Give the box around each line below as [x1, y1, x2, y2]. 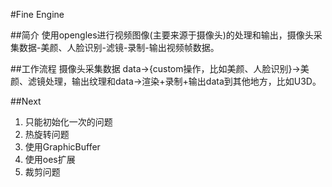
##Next [10, 95, 42, 107]
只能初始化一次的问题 [24, 116, 113, 128]
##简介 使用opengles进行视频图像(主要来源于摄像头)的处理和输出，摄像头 [10, 29, 314, 41]
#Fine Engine [10, 9, 65, 20]
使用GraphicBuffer [24, 141, 101, 153]
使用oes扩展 [24, 154, 76, 165]
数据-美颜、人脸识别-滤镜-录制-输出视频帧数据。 [18, 42, 220, 53]
